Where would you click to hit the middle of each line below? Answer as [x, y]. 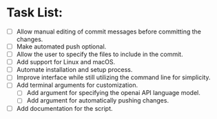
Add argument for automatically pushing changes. [98, 101]
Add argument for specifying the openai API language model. [114, 93]
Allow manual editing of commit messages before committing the [108, 31]
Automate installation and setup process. [74, 70]
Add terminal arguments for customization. [77, 85]
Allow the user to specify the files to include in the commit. [100, 54]
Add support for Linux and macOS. [66, 62]
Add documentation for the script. [64, 108]
